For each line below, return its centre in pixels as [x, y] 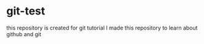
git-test [26, 11]
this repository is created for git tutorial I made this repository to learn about [102, 28]
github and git [24, 34]
